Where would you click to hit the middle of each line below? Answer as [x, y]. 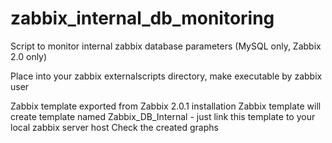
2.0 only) [29, 56]
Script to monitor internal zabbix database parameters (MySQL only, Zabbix [166, 46]
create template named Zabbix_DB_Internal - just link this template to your [163, 116]
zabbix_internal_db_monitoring [142, 18]
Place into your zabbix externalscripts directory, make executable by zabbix [166, 76]
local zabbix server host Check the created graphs [114, 127]
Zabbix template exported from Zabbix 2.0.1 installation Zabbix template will [166, 106]
